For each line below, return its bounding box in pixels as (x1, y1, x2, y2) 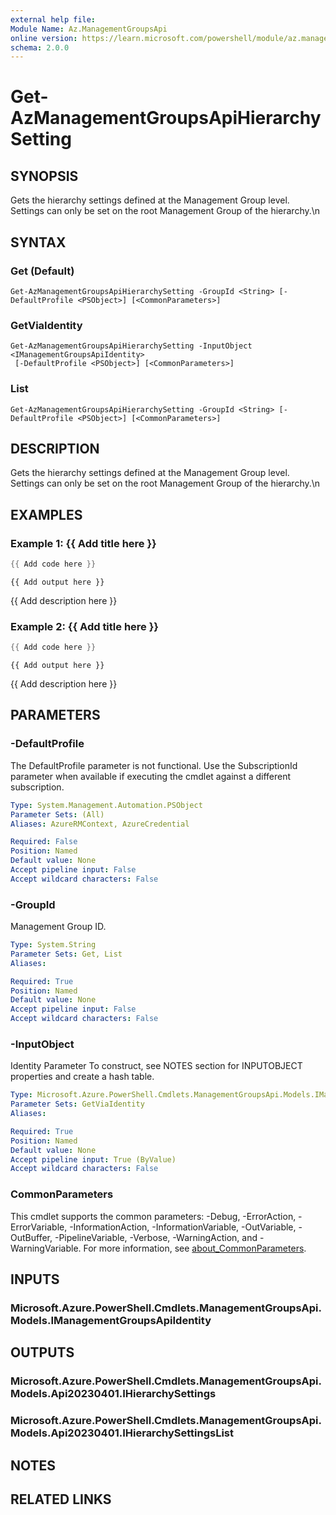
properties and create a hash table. (10, 1071, 155, 1083)
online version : (10, 33, 78, 43)
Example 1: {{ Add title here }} (10, 536, 157, 550)
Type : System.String (10, 940, 97, 950)
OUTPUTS (10, 1344, 75, 1361)
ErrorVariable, (10, 1221, 68, 1233)
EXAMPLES (10, 506, 83, 523)
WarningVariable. (10, 1242, 82, 1254)
